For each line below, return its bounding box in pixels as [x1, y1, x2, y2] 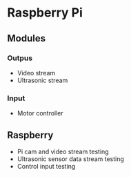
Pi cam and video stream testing [17, 147, 109, 156]
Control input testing [17, 162, 76, 170]
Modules [7, 32, 46, 44]
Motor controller [17, 109, 63, 118]
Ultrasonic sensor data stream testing [17, 154, 124, 163]
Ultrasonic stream [17, 76, 68, 84]
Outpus [7, 53, 33, 63]
